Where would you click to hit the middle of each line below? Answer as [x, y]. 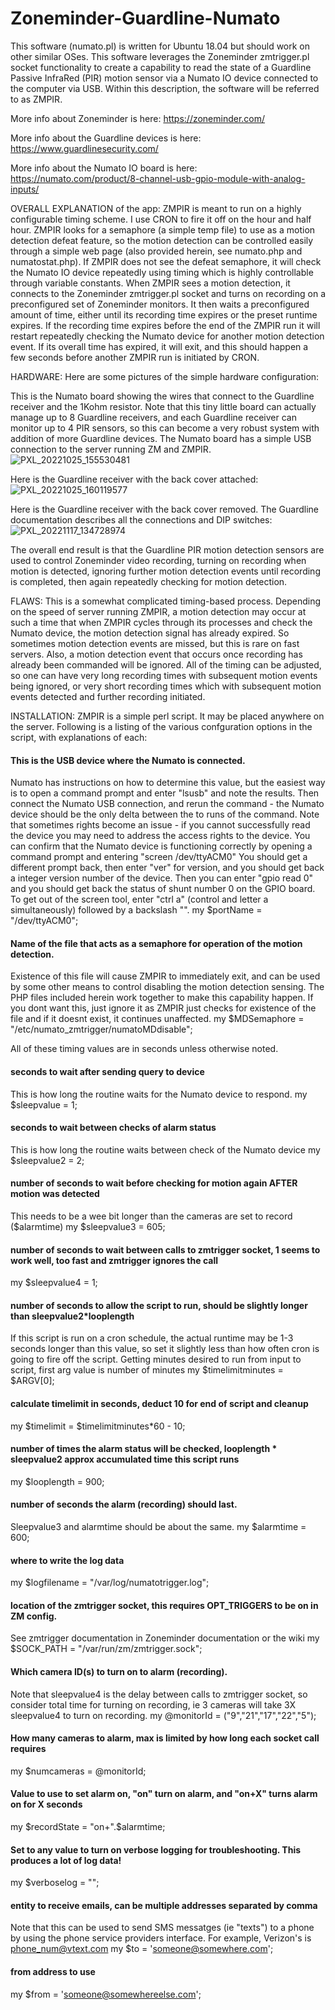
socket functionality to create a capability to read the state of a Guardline [161, 67]
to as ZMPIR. [36, 99]
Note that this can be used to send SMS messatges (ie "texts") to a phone [162, 1928]
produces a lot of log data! [66, 1860]
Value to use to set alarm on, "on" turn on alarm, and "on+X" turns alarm [164, 1794]
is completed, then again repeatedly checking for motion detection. [149, 581]
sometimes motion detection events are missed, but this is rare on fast [155, 643]
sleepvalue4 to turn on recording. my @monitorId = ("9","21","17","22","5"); [163, 1715]
